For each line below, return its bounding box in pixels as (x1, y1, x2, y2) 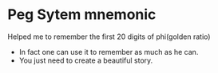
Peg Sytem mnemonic (7, 6, 157, 24)
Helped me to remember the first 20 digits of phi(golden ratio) (7, 32, 211, 41)
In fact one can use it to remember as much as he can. (18, 47, 199, 56)
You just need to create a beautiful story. (18, 56, 153, 65)
